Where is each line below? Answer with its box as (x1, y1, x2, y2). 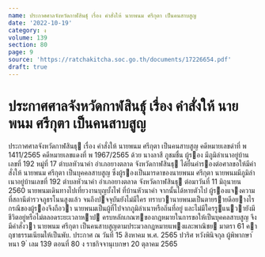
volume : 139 (8, 33, 47, 42)
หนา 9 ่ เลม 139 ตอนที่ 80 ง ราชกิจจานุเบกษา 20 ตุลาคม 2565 (8, 239, 178, 248)
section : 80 (8, 41, 47, 49)
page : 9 (8, 48, 34, 56)
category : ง (8, 26, 47, 34)
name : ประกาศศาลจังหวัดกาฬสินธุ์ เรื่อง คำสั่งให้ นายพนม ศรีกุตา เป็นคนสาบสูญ (8, 11, 197, 20)
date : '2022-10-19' (8, 19, 73, 27)
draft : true (8, 63, 47, 71)
